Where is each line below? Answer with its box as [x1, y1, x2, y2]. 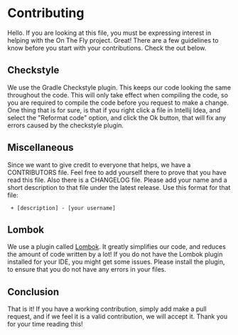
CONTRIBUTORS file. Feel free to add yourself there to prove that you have [7, 168, 227, 176]
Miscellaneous [7, 142, 74, 154]
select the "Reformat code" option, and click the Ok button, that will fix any [7, 113, 226, 122]
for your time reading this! [7, 320, 83, 329]
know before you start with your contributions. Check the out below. [7, 43, 207, 52]
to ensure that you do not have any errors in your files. [7, 265, 167, 274]
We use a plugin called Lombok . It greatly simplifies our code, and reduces [7, 243, 226, 251]
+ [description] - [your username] [10, 204, 116, 211]
